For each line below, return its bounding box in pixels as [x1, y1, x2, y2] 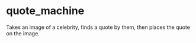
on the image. [6, 29, 40, 37]
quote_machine [6, 4, 85, 18]
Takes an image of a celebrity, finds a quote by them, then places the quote [6, 24, 191, 31]
